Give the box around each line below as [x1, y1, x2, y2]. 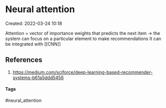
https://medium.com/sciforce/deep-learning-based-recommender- [12, 69, 153, 75]
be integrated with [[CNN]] [5, 41, 61, 47]
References [5, 56, 43, 64]
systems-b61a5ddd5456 [12, 75, 64, 81]
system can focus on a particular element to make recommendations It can [5, 35, 161, 42]
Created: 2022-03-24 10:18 [5, 20, 62, 26]
